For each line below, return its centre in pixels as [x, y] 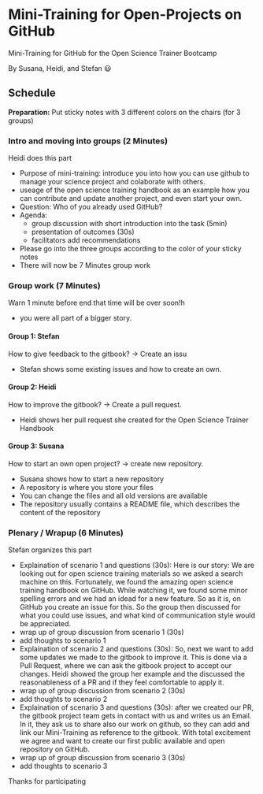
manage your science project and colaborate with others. [113, 182]
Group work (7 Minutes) [54, 285]
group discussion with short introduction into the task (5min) [129, 224]
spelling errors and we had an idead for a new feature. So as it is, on [130, 599]
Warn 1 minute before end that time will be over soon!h [96, 303]
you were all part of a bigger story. [76, 318]
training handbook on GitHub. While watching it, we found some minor [133, 590]
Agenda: [33, 215]
